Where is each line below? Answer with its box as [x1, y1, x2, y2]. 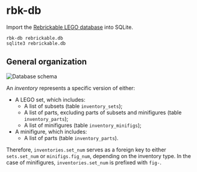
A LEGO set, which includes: [14, 96, 86, 103]
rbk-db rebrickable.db [6, 35, 63, 41]
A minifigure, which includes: [14, 127, 87, 135]
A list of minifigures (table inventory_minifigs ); [23, 121, 142, 129]
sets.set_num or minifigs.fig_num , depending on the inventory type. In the [6, 152, 192, 159]
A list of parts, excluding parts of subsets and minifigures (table [23, 109, 182, 116]
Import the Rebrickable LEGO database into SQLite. [6, 23, 134, 31]
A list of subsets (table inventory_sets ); [23, 102, 123, 109]
